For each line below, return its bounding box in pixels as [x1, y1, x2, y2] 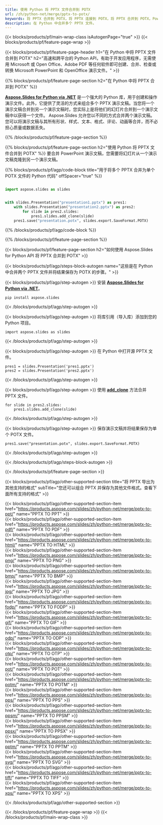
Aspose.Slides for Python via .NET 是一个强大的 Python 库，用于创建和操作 [5, 94, 158, 100]
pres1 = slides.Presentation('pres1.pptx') [5, 364, 95, 369]
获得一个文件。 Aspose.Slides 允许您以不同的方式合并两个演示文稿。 [17, 112, 155, 118]
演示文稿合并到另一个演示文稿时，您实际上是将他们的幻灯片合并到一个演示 [5, 107, 154, 112]
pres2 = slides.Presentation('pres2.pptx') [5, 368, 95, 373]
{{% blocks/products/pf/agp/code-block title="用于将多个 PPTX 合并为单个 [5, 167, 155, 173]
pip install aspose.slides [5, 295, 60, 300]
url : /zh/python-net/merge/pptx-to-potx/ [5, 12, 90, 17]
